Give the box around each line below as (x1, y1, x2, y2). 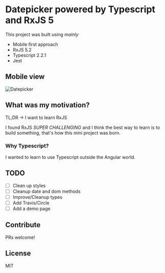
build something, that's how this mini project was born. (5, 129, 121, 136)
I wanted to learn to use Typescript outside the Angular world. (5, 154, 135, 160)
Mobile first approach (12, 41, 58, 47)
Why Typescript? (5, 142, 49, 149)
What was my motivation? (5, 101, 90, 109)
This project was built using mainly (5, 31, 79, 37)
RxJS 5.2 (12, 47, 32, 53)
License (5, 249, 31, 258)
